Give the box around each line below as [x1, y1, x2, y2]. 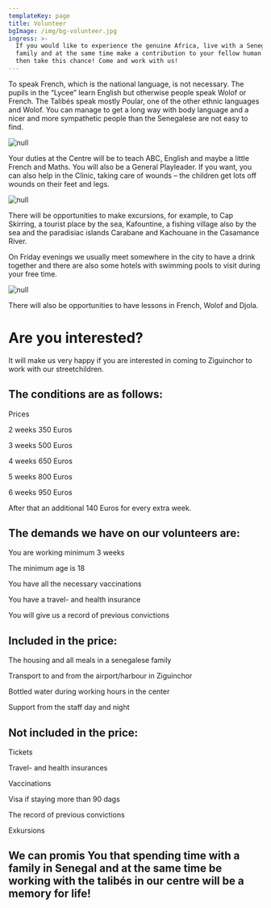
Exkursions [8, 826, 46, 835]
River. [8, 236, 27, 246]
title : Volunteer [8, 19, 67, 27]
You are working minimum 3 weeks [8, 547, 125, 558]
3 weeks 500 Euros [8, 440, 73, 450]
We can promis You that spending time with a [8, 849, 240, 863]
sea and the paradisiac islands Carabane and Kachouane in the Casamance [8, 227, 260, 237]
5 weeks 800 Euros [8, 471, 73, 481]
